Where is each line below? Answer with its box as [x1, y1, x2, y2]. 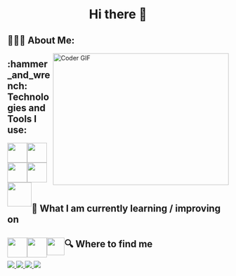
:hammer [7, 58, 48, 70]
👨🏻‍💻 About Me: [7, 34, 75, 46]
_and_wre [7, 69, 51, 81]
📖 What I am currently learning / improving [31, 202, 221, 214]
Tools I [7, 112, 37, 125]
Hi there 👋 [88, 6, 147, 22]
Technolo [7, 91, 49, 103]
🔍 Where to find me [64, 238, 153, 250]
